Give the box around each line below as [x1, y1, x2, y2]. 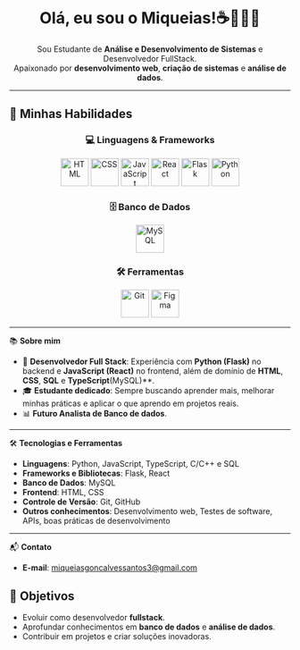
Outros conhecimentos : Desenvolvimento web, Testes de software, [21, 506, 273, 517]
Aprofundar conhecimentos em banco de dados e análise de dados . [21, 621, 276, 632]
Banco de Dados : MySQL [21, 477, 116, 488]
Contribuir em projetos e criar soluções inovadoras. [21, 631, 212, 642]
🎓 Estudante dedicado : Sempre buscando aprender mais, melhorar [21, 385, 275, 396]
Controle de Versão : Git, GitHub [21, 496, 141, 507]
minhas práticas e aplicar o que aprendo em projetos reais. [21, 398, 239, 409]
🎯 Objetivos [9, 588, 75, 604]
